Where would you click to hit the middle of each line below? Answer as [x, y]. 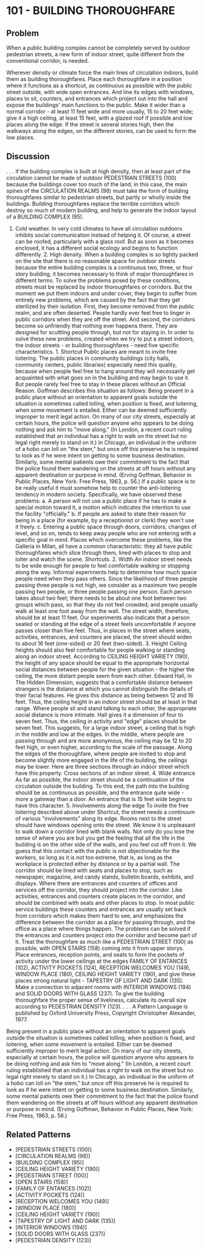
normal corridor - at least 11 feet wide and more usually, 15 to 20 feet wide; [100, 111]
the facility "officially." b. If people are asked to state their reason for [101, 514]
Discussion [28, 157]
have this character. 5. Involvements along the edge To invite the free [102, 805]
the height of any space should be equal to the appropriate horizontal [102, 663]
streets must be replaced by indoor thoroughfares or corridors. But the [104, 287]
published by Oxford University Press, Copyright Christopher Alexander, [105, 1013]
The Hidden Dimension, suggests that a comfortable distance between [104, 682]
